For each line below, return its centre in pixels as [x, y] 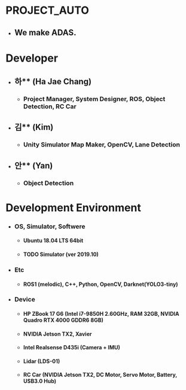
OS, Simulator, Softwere [50, 226]
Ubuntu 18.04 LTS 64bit [53, 240]
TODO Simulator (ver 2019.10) [61, 254]
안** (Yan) [33, 165]
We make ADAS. [45, 33]
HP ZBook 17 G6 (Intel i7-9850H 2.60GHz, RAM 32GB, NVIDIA [101, 314]
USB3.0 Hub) [40, 381]
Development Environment [73, 208]
